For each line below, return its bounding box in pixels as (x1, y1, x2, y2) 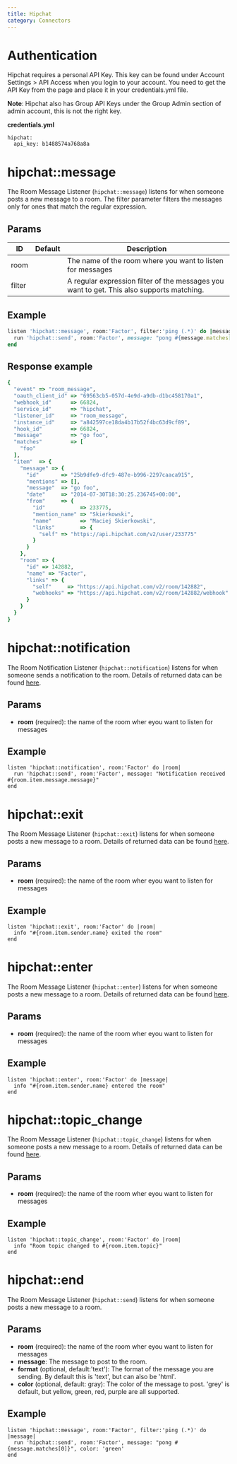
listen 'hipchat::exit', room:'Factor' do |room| (7, 923, 157, 930)
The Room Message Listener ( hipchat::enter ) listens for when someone (7, 982, 218, 991)
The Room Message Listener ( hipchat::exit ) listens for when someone (7, 830, 215, 838)
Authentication (7, 47, 97, 64)
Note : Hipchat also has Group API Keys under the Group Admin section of (7, 100, 221, 108)
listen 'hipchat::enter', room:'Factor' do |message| (7, 1076, 169, 1083)
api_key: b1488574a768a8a (13, 141, 90, 148)
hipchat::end (7, 1272, 85, 1288)
